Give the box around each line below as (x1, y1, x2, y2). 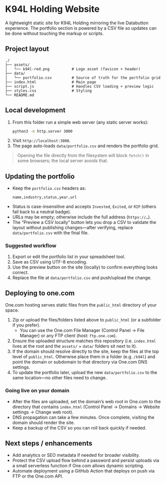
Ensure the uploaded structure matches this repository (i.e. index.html (12, 338, 156, 344)
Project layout (5, 45, 50, 53)
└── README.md (5, 93, 35, 98)
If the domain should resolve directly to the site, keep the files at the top (12, 348, 160, 355)
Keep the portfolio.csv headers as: (12, 185, 86, 191)
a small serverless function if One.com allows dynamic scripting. (12, 463, 145, 469)
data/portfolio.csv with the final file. (12, 230, 89, 236)
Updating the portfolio (5, 172, 75, 180)
